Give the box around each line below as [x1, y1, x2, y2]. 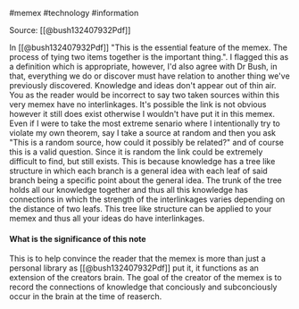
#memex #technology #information [9, 8, 139, 18]
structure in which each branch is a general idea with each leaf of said [9, 165, 268, 176]
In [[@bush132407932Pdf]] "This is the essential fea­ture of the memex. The [9, 42, 288, 53]
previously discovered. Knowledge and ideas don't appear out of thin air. [9, 80, 277, 90]
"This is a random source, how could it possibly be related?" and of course [9, 138, 284, 147]
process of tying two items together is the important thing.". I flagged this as [9, 52, 289, 62]
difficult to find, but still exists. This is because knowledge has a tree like [9, 156, 276, 166]
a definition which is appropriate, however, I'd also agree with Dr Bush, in [9, 62, 278, 71]
